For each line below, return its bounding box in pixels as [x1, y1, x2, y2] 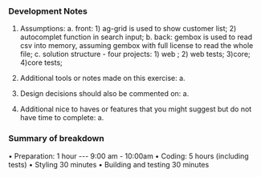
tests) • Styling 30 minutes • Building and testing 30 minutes [8, 159, 210, 169]
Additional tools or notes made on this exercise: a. [19, 74, 186, 83]
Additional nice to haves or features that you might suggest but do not [19, 104, 252, 114]
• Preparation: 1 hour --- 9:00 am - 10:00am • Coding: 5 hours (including [8, 151, 249, 161]
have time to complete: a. [19, 113, 104, 123]
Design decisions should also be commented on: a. [19, 89, 190, 99]
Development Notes [8, 6, 88, 17]
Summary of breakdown [8, 133, 104, 144]
